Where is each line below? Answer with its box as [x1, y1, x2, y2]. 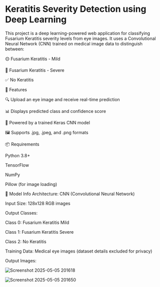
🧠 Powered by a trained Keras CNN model [5, 119, 90, 125]
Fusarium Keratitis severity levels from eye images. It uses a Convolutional [5, 36, 156, 41]
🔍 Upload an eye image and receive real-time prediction [5, 96, 120, 102]
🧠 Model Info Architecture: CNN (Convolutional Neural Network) [5, 191, 135, 197]
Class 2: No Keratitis [5, 238, 47, 245]
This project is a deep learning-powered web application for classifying [5, 30, 151, 36]
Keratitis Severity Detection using [5, 3, 147, 15]
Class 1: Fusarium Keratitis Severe [5, 229, 74, 235]
